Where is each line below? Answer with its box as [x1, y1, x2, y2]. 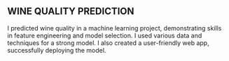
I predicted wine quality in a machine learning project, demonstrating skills [7, 24, 222, 32]
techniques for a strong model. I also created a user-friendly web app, [7, 38, 209, 47]
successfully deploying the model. [7, 46, 106, 54]
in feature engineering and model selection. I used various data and [7, 31, 202, 40]
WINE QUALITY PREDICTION [7, 6, 134, 17]
